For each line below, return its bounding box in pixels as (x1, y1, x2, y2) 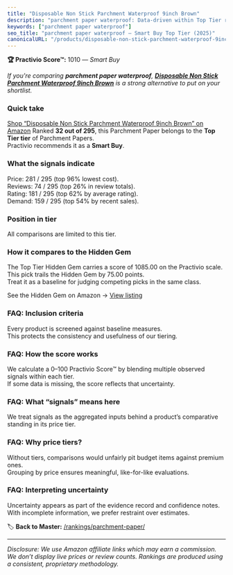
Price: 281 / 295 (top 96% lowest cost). (7, 174, 119, 183)
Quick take (7, 103, 44, 113)
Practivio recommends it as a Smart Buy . (7, 142, 125, 150)
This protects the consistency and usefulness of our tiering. (7, 331, 178, 340)
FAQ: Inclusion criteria (7, 308, 84, 318)
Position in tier (7, 214, 57, 224)
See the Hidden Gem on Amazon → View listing (7, 291, 143, 299)
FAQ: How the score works (7, 349, 98, 358)
